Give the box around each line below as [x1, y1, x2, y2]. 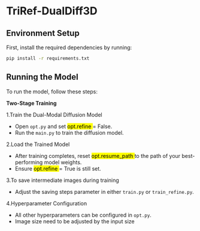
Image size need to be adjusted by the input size [14, 217, 135, 225]
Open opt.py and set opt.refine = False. [14, 123, 113, 130]
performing [14, 159, 43, 166]
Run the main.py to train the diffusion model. [14, 129, 124, 136]
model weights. [44, 159, 82, 166]
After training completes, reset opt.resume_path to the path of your [14, 152, 181, 159]
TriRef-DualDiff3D [6, 4, 98, 18]
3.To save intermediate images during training [6, 177, 120, 184]
